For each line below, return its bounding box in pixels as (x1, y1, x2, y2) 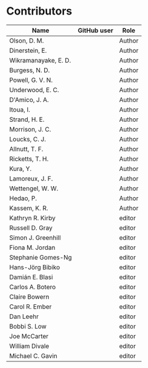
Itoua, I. (9, 105, 30, 113)
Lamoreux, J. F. (9, 174, 53, 182)
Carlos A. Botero (9, 283, 56, 291)
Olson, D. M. (9, 36, 44, 45)
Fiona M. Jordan (9, 243, 56, 252)
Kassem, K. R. (9, 204, 48, 212)
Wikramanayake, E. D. (9, 56, 71, 64)
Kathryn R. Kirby (9, 213, 56, 222)
